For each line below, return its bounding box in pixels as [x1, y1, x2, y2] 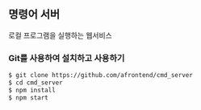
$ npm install [8, 86, 57, 94]
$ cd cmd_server [8, 79, 63, 87]
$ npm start [8, 93, 48, 102]
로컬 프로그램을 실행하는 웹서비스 [8, 31, 113, 40]
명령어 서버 [8, 7, 61, 22]
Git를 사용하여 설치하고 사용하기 [8, 52, 125, 63]
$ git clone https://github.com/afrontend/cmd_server [8, 71, 194, 79]
